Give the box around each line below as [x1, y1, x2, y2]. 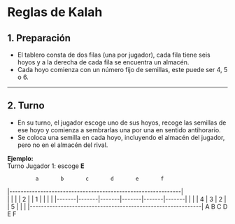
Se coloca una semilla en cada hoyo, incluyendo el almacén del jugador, [17, 133, 225, 141]
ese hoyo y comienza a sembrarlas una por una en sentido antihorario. [17, 125, 222, 134]
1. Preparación [7, 32, 71, 44]
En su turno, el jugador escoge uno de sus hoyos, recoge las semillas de [17, 118, 227, 127]
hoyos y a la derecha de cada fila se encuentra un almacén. [17, 58, 190, 66]
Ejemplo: [7, 154, 34, 162]
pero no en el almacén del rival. [17, 141, 108, 149]
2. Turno [7, 99, 45, 112]
